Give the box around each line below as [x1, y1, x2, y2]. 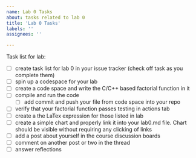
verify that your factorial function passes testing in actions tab [15, 105, 171, 112]
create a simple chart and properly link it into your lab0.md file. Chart [15, 119, 187, 126]
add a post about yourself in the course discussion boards [15, 132, 160, 139]
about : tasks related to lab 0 [6, 14, 85, 21]
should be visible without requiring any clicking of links [15, 125, 152, 133]
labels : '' [6, 25, 34, 32]
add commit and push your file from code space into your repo [24, 98, 181, 106]
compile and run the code [15, 92, 80, 99]
